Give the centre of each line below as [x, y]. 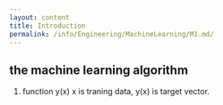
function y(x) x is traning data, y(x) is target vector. [116, 92]
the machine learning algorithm [99, 70]
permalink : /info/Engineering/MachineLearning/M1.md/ [112, 34]
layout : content [39, 17]
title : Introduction [48, 26]
